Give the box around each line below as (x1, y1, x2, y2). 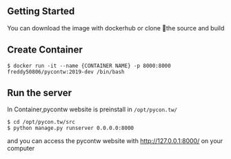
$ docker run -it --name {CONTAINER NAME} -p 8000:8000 (7, 62, 171, 69)
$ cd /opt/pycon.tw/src (7, 119, 76, 126)
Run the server (7, 87, 72, 99)
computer (7, 144, 35, 153)
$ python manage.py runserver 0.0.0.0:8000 (7, 124, 134, 132)
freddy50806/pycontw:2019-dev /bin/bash (7, 68, 125, 75)
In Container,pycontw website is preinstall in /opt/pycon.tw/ (7, 105, 178, 113)
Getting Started (7, 6, 75, 17)
